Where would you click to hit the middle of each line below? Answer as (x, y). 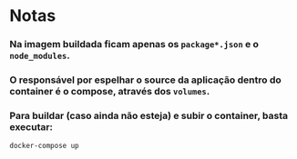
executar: (31, 126)
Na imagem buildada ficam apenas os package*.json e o (134, 45)
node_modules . (40, 55)
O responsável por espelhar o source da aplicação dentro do (146, 80)
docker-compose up (44, 146)
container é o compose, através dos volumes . (110, 92)
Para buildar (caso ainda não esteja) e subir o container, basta (149, 115)
